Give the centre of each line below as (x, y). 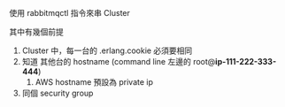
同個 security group (58, 93)
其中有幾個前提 (36, 32)
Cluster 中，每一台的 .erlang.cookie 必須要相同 (107, 50)
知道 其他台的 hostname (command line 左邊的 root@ (119, 61)
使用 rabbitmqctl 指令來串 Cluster (70, 13)
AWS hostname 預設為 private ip (94, 82)
